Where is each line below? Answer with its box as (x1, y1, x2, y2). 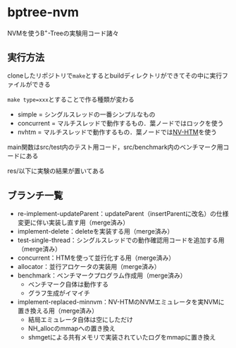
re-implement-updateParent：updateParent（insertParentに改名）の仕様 (17, 210, 229, 218)
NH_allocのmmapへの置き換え (27, 324, 116, 332)
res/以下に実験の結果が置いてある (7, 167, 105, 175)
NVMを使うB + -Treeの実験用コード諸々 (7, 28, 119, 37)
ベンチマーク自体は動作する (27, 280, 109, 289)
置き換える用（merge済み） (17, 306, 99, 315)
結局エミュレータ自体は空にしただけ (27, 316, 134, 324)
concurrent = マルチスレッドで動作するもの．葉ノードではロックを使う (17, 119, 224, 128)
